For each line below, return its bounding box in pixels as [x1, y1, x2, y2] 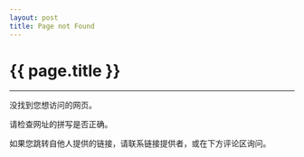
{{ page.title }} [9, 60, 121, 81]
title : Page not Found [9, 22, 95, 31]
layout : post [9, 13, 59, 23]
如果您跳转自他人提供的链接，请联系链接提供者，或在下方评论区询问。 [9, 138, 271, 149]
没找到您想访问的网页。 [9, 100, 97, 111]
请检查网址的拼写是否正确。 [9, 119, 113, 130]
